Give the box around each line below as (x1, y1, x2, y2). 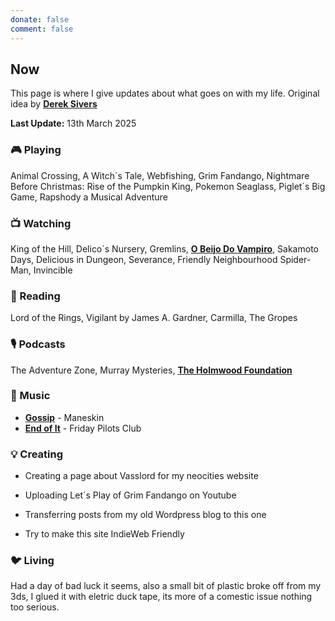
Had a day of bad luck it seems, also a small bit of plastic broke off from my (10, 580, 322, 592)
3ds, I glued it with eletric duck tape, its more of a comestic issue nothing (10, 591, 313, 603)
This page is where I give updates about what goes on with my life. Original (10, 87, 320, 100)
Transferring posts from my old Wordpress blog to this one (24, 509, 267, 521)
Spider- (279, 253, 312, 265)
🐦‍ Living (10, 554, 55, 568)
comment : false (10, 24, 74, 34)
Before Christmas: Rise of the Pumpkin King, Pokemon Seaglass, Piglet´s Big (10, 180, 326, 192)
